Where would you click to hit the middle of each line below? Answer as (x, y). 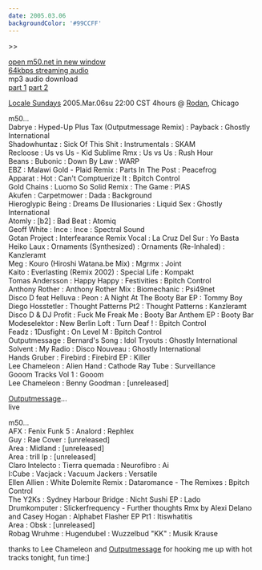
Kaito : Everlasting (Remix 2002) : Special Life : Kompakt (101, 272)
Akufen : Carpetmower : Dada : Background (80, 195)
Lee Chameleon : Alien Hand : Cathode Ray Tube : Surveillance (112, 365)
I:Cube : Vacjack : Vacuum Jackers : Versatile (83, 474)
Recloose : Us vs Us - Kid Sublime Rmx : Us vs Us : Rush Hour (111, 153)
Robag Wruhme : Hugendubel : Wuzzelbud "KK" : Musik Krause (113, 533)
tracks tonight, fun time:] (49, 557)
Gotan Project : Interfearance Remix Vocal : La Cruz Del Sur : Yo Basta (124, 238)
